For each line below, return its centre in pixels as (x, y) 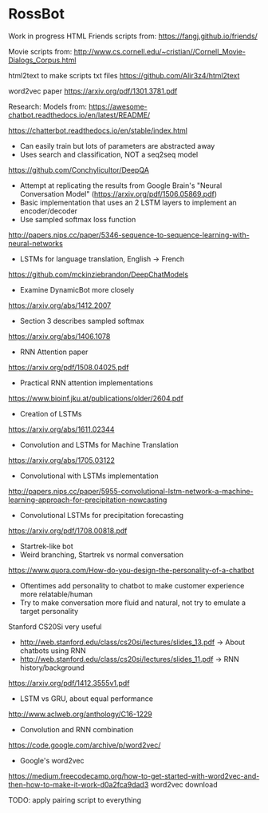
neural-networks (36, 243)
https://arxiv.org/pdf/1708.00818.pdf (68, 530)
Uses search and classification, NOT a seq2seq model (109, 154)
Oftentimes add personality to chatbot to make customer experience (132, 585)
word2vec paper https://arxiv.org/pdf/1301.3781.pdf (93, 91)
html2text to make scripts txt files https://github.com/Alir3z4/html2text (124, 75)
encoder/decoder (49, 211)
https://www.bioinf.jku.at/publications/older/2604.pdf (96, 398)
